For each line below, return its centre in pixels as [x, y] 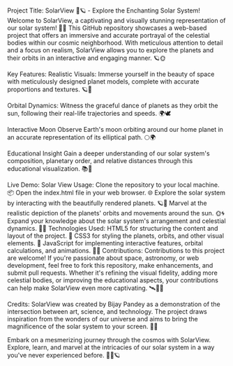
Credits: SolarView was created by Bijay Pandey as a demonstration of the [114, 304]
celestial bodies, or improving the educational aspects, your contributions [113, 280]
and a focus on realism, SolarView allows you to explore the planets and [111, 50]
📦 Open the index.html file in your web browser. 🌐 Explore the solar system [116, 192]
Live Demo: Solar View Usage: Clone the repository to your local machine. [113, 185]
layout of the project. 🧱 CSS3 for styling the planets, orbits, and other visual [116, 236]
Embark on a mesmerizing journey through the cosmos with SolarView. [109, 340]
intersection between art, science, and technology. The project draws [107, 312]
